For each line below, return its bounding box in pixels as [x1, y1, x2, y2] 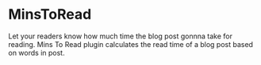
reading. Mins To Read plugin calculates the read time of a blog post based [8, 39, 254, 49]
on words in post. [8, 48, 65, 57]
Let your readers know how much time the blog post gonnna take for [8, 31, 232, 41]
